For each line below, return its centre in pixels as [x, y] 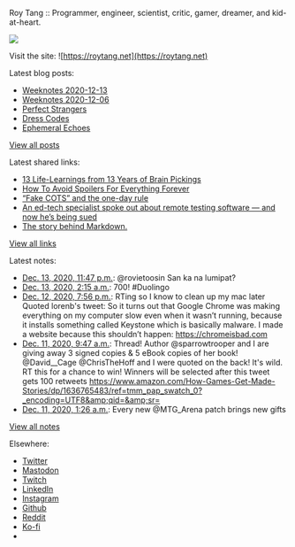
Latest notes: [33, 261]
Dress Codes [45, 118]
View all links [33, 243]
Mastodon [40, 470]
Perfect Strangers [54, 109]
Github [34, 508]
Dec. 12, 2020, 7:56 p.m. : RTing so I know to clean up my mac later [144, 297]
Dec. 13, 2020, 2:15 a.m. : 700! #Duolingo [96, 287]
